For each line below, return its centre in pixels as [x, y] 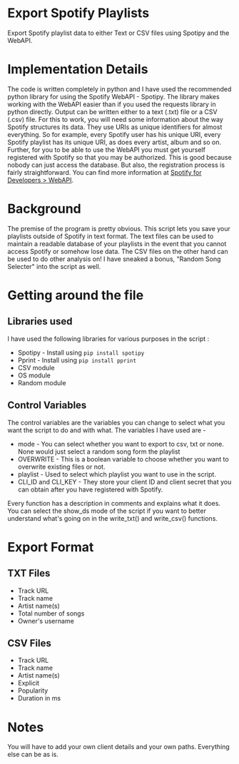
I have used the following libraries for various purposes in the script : [108, 338]
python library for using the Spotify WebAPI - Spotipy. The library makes [113, 96]
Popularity [33, 691]
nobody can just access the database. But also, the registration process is [116, 165]
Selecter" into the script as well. [54, 266]
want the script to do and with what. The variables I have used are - [107, 430]
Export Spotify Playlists [78, 13]
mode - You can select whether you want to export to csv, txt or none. [121, 444]
